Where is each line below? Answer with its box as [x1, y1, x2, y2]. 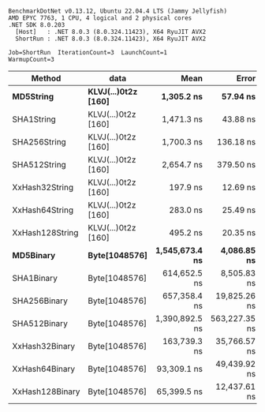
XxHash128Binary [12, 386, 80, 397]
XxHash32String [12, 182, 73, 193]
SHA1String [12, 114, 57, 125]
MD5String [12, 92, 54, 102]
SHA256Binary [12, 295, 69, 306]
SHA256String [12, 137, 67, 147]
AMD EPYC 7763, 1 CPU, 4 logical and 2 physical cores [8, 14, 192, 22]
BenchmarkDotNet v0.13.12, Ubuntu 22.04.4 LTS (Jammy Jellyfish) [8, 7, 227, 15]
